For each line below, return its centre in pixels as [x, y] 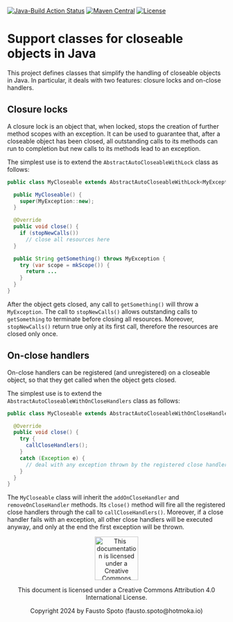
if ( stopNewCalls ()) [49, 233]
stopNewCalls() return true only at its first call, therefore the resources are [113, 326]
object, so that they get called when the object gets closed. [92, 380]
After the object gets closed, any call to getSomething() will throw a [103, 304]
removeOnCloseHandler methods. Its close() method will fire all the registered [116, 505]
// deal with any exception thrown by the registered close [114, 465]
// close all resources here [68, 239]
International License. [116, 598]
